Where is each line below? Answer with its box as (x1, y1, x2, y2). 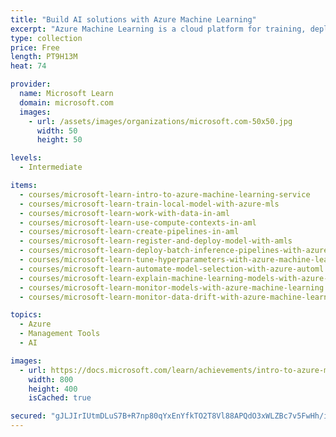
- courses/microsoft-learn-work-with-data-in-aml (19, 208, 230, 218)
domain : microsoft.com (19, 97, 114, 108)
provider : (10, 79, 52, 90)
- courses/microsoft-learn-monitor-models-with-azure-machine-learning (19, 282, 325, 293)
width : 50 (36, 126, 78, 136)
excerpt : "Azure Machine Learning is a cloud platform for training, (10, 24, 307, 34)
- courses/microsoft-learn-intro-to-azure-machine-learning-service (19, 189, 311, 200)
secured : (10, 411, 47, 421)
